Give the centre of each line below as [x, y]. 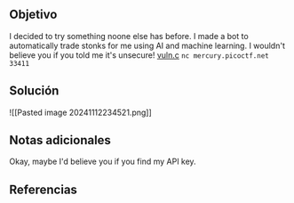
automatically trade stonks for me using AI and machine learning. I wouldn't [147, 45]
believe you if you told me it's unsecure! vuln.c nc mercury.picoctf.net [139, 55]
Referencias [44, 189]
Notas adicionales [60, 140]
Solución [34, 91]
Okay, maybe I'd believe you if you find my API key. [103, 162]
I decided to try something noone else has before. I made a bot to [129, 36]
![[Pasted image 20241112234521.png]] [81, 112]
